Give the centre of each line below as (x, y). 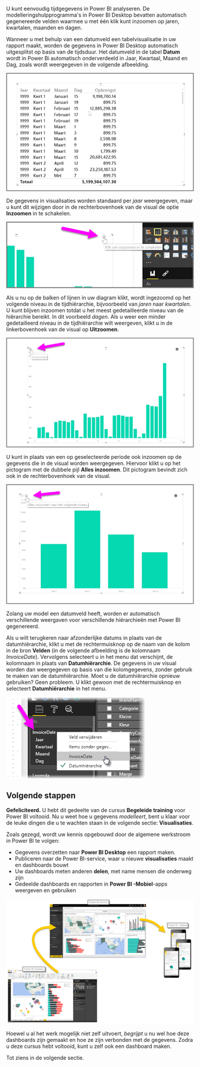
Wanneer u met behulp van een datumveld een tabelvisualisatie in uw (91, 39)
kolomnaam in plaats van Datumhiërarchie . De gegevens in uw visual (91, 663)
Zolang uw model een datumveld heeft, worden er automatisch (83, 613)
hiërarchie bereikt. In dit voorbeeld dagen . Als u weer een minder (86, 316)
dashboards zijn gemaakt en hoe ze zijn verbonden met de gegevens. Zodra (100, 1040)
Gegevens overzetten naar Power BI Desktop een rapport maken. (95, 852)
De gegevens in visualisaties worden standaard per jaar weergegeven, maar (100, 201)
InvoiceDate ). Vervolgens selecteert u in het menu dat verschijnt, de (90, 657)
